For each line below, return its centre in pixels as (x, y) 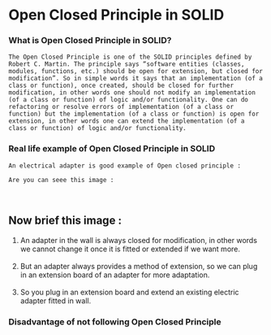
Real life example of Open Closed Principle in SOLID (112, 149)
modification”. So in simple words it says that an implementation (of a (136, 79)
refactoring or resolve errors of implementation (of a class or (121, 107)
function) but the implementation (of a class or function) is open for (134, 114)
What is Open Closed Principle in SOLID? (90, 41)
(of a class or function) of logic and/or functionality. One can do (129, 100)
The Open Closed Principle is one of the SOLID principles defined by (130, 57)
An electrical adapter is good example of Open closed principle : (125, 165)
